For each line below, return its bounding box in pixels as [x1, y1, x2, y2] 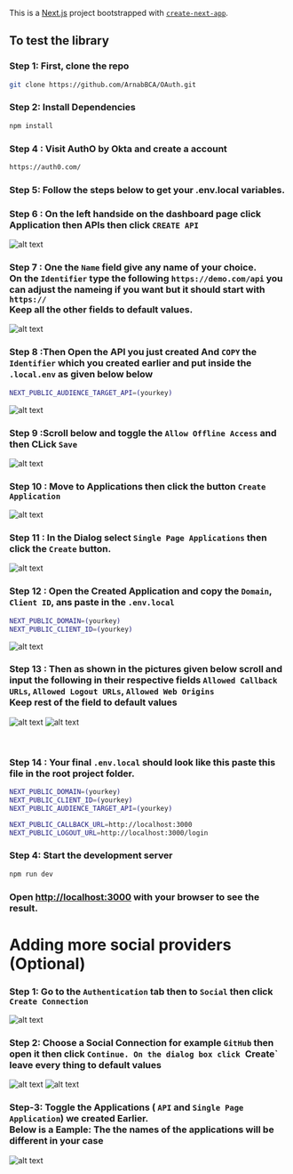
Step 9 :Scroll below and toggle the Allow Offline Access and [9, 426, 277, 439]
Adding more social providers [9, 935, 232, 955]
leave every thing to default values [9, 1059, 162, 1071]
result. [9, 902, 38, 914]
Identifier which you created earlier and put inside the [9, 357, 252, 369]
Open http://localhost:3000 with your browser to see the [9, 890, 260, 903]
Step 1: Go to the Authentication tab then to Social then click [9, 985, 273, 998]
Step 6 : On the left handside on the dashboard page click [9, 207, 262, 220]
